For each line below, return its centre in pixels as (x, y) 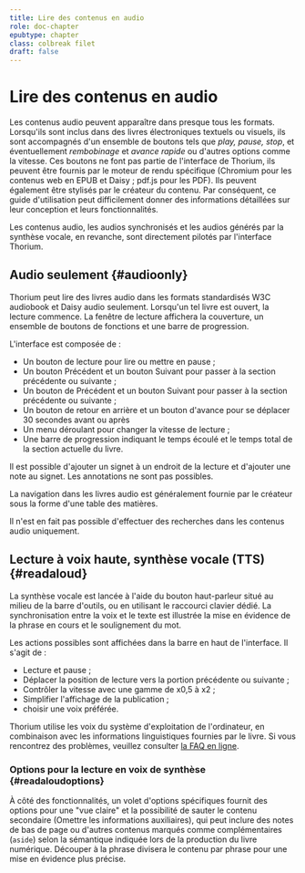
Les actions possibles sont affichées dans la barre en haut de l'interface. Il (149, 642)
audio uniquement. (45, 531)
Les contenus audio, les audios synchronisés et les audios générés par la (147, 227)
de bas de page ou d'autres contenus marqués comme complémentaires (146, 829)
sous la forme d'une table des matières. (84, 504)
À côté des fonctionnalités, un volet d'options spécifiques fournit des (139, 800)
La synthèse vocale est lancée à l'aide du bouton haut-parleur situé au (142, 596)
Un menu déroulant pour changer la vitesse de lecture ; (126, 429)
